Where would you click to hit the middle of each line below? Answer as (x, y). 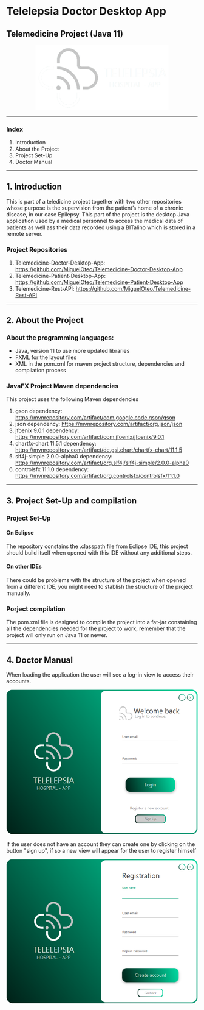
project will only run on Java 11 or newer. (57, 635)
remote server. (25, 233)
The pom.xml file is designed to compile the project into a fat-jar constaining (102, 622)
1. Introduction (34, 187)
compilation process (41, 370)
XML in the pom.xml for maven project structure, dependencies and (100, 363)
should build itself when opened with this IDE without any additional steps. (99, 552)
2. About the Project (45, 320)
